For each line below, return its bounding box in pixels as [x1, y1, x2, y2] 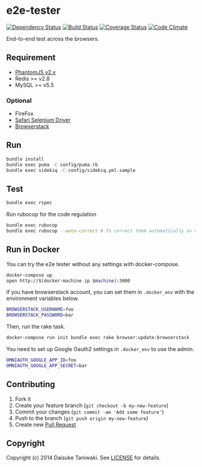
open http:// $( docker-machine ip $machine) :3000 [6, 278, 130, 284]
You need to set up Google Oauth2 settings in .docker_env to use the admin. [6, 346, 194, 353]
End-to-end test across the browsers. [6, 35, 99, 42]
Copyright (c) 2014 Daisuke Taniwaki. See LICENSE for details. [6, 454, 161, 462]
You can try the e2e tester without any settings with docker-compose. [6, 260, 180, 267]
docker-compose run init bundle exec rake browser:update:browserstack [6, 335, 189, 341]
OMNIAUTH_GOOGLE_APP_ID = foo [6, 357, 77, 364]
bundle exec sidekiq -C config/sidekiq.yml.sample [6, 167, 136, 173]
